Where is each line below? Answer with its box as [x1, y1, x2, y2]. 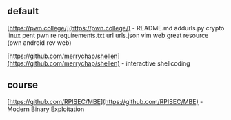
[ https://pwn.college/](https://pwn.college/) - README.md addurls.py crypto [7, 23, 225, 32]
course [7, 79, 39, 91]
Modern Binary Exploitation [7, 105, 85, 113]
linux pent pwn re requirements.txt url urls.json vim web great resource [7, 31, 209, 39]
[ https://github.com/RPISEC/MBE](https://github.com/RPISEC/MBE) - [7, 97, 203, 106]
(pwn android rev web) [7, 38, 72, 47]
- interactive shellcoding [121, 59, 191, 68]
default [7, 6, 39, 17]
